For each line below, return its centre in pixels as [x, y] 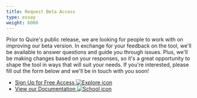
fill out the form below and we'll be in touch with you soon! [78, 71]
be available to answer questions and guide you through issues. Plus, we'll [97, 52]
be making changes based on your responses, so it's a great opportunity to [98, 59]
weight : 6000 [22, 23]
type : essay [21, 17]
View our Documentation [45, 89]
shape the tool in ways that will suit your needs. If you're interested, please [98, 65]
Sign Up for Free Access [45, 83]
